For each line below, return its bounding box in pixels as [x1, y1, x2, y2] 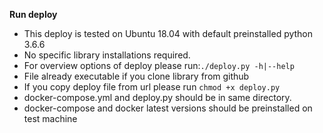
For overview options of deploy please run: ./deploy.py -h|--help [23, 60, 295, 71]
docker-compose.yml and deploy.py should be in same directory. [23, 92, 292, 103]
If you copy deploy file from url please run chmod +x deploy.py [23, 81, 281, 93]
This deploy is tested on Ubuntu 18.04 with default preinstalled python [23, 28, 314, 39]
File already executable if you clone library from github [23, 70, 250, 82]
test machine [23, 113, 78, 124]
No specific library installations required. [23, 49, 191, 61]
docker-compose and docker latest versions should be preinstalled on [23, 102, 313, 114]
